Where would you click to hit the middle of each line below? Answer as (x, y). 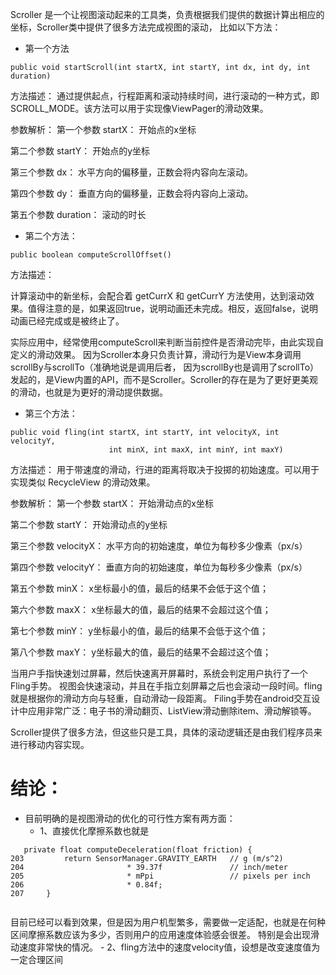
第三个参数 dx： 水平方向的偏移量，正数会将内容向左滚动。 (132, 172)
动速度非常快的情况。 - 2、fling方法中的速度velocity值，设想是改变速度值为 (165, 947)
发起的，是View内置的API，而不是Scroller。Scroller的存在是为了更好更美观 (164, 379)
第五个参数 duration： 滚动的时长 (78, 214)
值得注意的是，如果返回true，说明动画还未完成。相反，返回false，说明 (173, 308)
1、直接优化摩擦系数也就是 (94, 830)
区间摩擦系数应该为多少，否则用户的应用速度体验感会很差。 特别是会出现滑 (165, 934)
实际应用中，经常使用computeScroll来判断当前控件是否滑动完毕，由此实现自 (167, 342)
